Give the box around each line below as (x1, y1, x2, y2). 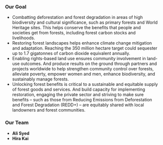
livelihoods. (12, 35, 36, 41)
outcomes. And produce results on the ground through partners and (20, 61, 157, 66)
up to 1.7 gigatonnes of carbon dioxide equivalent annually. (12, 50, 130, 56)
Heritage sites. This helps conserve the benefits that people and (12, 25, 141, 31)
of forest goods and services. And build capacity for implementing (12, 86, 145, 93)
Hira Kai (12, 135, 29, 141)
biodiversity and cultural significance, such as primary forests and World (12, 19, 158, 25)
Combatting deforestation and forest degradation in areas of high (12, 15, 143, 20)
